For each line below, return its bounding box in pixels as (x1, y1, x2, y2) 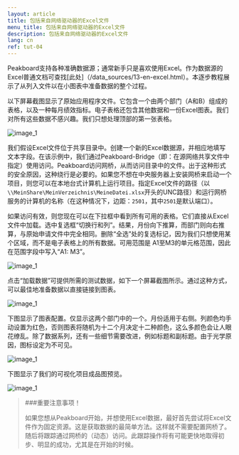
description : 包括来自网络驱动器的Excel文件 (7, 30, 129, 38)
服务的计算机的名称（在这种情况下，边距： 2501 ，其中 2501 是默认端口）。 (7, 197, 217, 205)
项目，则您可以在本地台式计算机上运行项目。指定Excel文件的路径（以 (7, 179, 211, 187)
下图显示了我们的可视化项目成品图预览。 (7, 370, 126, 378)
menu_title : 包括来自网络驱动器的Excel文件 (7, 23, 126, 31)
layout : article (7, 10, 55, 18)
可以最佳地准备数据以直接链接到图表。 (7, 285, 119, 294)
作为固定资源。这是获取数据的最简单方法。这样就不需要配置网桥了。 (31, 422, 231, 431)
